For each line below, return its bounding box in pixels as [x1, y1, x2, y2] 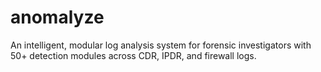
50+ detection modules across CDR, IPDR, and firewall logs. [10, 49, 257, 61]
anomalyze [10, 6, 105, 29]
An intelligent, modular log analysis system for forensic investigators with [10, 39, 312, 51]
